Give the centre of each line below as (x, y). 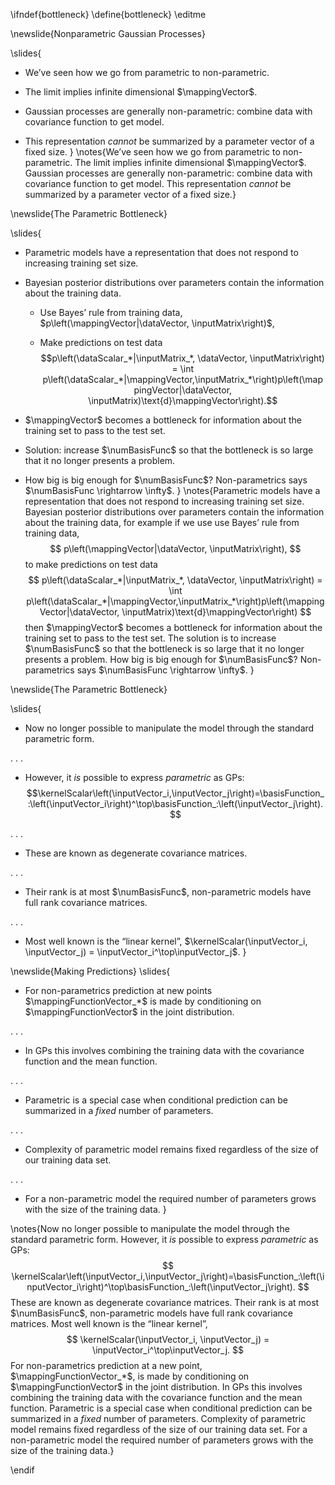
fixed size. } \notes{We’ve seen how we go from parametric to (152, 152)
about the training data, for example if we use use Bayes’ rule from (162, 522)
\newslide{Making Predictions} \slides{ (90, 971)
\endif (22, 1470)
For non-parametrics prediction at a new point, (106, 1365)
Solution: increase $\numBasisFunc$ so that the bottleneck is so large (169, 450)
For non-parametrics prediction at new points (118, 990)
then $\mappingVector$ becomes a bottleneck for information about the (173, 627)
